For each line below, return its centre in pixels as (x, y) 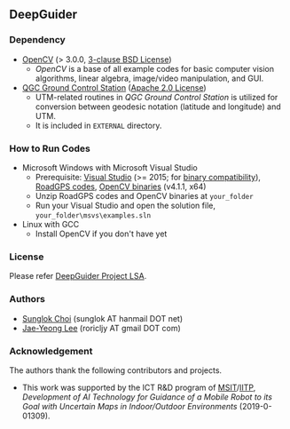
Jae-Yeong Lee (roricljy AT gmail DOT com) (102, 328)
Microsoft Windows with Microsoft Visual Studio (110, 167)
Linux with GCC (51, 224)
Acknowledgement (51, 351)
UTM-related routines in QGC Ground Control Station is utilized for (157, 97)
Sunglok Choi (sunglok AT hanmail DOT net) (102, 318)
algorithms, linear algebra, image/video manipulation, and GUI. (149, 78)
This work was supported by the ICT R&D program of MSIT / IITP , (139, 387)
